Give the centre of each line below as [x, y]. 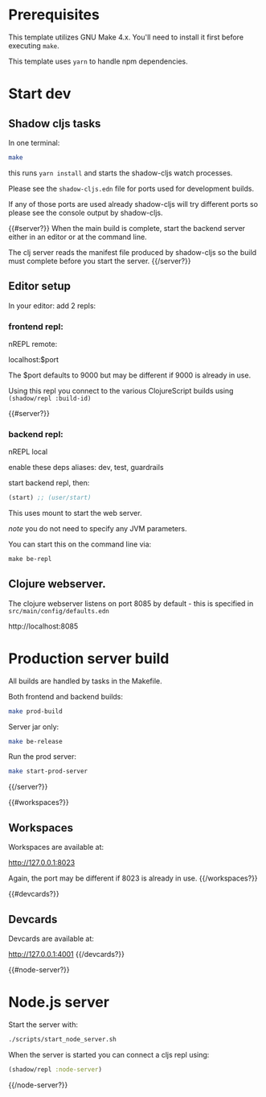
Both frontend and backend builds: [65, 696]
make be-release [35, 741]
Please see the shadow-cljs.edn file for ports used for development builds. [131, 188]
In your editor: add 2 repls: [52, 305]
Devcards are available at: [51, 938]
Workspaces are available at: [56, 847]
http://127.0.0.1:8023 [42, 863]
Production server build [89, 658]
